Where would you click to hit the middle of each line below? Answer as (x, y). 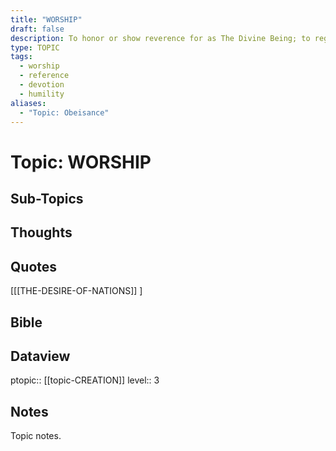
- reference (44, 76)
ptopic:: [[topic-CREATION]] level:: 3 (85, 380)
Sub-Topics (47, 198)
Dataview (40, 356)
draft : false (37, 29)
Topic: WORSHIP (81, 162)
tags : (21, 57)
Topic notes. (36, 436)
